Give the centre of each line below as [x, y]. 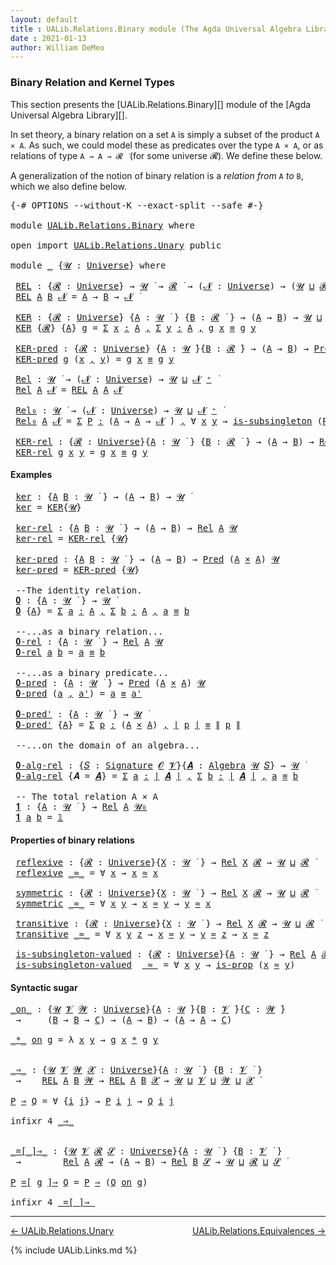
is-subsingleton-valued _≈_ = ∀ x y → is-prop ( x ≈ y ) [155, 964]
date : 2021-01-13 [48, 38]
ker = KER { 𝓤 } [48, 507]
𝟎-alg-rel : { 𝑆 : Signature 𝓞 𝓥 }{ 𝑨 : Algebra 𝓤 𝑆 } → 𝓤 [157, 765]
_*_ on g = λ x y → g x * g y [84, 1040]
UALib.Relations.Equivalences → [259, 1231]
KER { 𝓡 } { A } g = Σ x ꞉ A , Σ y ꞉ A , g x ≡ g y [136, 327]
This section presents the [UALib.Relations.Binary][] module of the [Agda [161, 104]
